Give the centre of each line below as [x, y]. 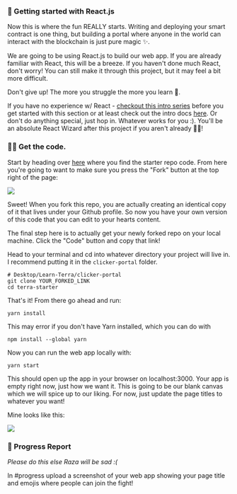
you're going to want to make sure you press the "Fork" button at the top [113, 170]
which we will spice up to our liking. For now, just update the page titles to [115, 394]
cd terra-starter [33, 287]
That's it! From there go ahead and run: [64, 300]
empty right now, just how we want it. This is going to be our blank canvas [115, 386]
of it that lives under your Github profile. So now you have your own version [117, 212]
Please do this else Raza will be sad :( [63, 461]
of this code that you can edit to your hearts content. [84, 219]
